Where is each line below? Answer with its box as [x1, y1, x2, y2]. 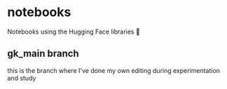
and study [7, 74, 36, 82]
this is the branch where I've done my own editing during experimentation [7, 66, 221, 74]
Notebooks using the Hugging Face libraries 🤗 [7, 27, 140, 36]
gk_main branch [7, 48, 79, 60]
